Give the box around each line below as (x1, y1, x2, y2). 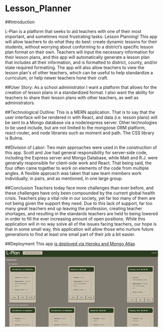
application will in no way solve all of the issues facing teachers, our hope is (5, 221, 157, 227)
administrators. (5, 100, 35, 105)
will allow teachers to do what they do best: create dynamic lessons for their (5, 38, 158, 44)
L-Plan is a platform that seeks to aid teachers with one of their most (5, 28, 142, 34)
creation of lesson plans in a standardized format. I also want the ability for (5, 89, 154, 95)
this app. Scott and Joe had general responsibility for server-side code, (5, 149, 148, 156)
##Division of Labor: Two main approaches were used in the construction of (5, 144, 157, 150)
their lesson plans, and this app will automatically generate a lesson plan (5, 54, 150, 60)
